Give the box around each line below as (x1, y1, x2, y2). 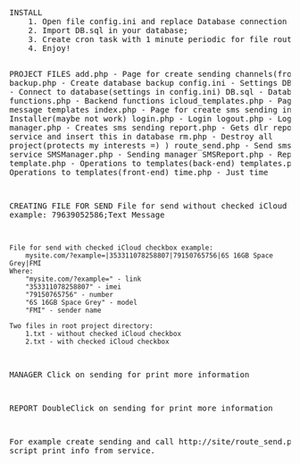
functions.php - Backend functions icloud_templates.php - (9, 96, 274, 105)
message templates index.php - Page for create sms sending (9, 105, 279, 114)
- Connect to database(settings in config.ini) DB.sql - (9, 87, 264, 97)
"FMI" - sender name (25, 306, 102, 315)
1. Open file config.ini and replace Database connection (28, 17, 287, 26)
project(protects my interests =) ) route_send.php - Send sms (9, 140, 292, 150)
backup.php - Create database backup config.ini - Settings (9, 78, 279, 88)
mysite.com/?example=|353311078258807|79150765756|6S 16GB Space (25, 251, 274, 260)
